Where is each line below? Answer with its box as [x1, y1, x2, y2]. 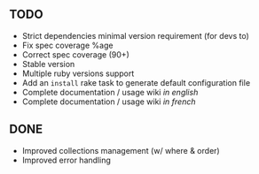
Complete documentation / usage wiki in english [21, 87, 199, 97]
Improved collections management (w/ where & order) [21, 145, 220, 155]
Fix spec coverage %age [21, 40, 114, 50]
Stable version [21, 58, 75, 69]
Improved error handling [21, 155, 111, 165]
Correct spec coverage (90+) [21, 49, 130, 60]
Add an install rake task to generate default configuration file [21, 77, 251, 87]
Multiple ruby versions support [21, 68, 135, 79]
